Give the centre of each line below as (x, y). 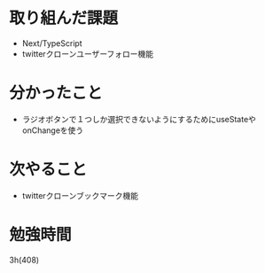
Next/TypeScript (52, 43)
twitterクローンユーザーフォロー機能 (88, 53)
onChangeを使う (53, 130)
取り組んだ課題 (64, 18)
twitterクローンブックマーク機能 (80, 195)
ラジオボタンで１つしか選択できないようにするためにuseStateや (139, 119)
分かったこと (56, 93)
